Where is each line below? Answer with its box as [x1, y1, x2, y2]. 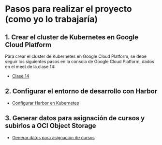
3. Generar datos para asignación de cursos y [5, 114, 145, 122]
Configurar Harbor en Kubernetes [12, 100, 79, 106]
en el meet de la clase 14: [5, 64, 56, 69]
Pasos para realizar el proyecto [5, 3, 132, 15]
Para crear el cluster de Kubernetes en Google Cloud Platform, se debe [5, 53, 147, 59]
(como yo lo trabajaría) [5, 14, 98, 25]
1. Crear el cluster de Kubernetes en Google [5, 33, 139, 41]
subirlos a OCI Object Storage [5, 122, 96, 130]
